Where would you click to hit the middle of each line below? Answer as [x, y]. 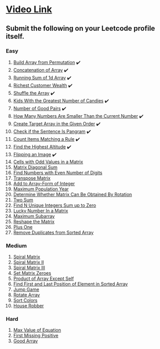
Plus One [23, 227]
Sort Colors [25, 300]
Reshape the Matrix [34, 222]
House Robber [28, 306]
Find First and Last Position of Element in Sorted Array [71, 284]
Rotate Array [26, 295]
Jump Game [26, 290]
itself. [15, 36]
